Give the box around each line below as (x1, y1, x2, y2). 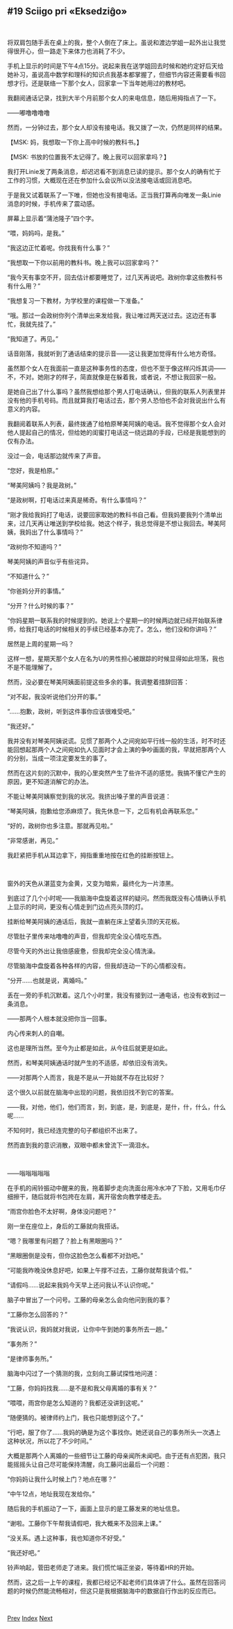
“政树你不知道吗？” (7, 542, 62, 550)
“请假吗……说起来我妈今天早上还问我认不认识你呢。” (7, 1280, 154, 1289)
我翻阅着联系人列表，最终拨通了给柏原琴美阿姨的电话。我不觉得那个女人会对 (7, 419, 226, 428)
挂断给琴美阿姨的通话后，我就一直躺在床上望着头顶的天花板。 (7, 917, 184, 925)
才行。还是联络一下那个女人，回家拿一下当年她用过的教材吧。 (12, 79, 189, 87)
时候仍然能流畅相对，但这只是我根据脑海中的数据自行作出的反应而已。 (19, 1587, 220, 1595)
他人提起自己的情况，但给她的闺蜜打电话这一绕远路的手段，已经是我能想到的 (7, 428, 226, 436)
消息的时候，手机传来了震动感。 (7, 199, 98, 207)
